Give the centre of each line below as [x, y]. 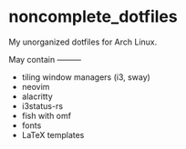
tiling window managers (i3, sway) [86, 77]
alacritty [37, 96]
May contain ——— [45, 59]
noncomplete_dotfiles [93, 17]
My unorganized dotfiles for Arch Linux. [83, 42]
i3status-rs [42, 105]
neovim [36, 86]
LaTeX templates [53, 134]
